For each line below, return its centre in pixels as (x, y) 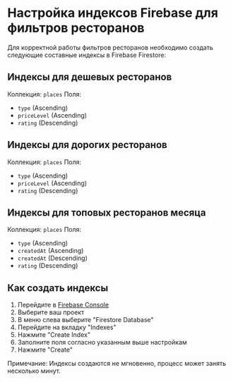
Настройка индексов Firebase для (113, 13)
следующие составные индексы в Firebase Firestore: (87, 55)
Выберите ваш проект (51, 312)
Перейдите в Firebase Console (63, 305)
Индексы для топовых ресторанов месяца (107, 212)
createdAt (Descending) (53, 258)
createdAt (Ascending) (50, 251)
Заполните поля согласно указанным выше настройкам (102, 343)
